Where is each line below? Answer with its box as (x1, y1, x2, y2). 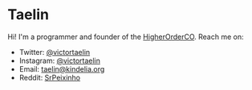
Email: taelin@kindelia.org (18, 64, 105, 73)
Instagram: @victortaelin (18, 56, 101, 65)
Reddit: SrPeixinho (18, 72, 81, 82)
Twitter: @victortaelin (18, 47, 91, 57)
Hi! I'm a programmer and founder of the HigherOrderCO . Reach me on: (7, 32, 244, 41)
